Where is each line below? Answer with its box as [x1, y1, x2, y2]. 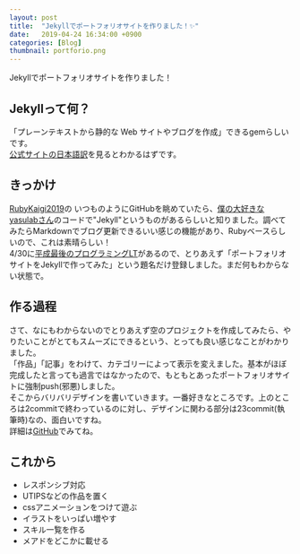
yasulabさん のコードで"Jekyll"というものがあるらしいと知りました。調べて [9, 214, 287, 225]
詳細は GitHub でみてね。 [9, 425, 99, 436]
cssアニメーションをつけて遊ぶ [21, 502, 138, 513]
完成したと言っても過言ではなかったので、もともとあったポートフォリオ [9, 369, 275, 380]
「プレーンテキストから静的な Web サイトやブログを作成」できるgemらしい [9, 126, 289, 137]
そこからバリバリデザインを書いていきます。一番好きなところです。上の [9, 392, 275, 403]
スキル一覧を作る [21, 524, 86, 535]
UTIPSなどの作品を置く [21, 490, 109, 502]
